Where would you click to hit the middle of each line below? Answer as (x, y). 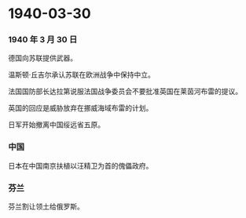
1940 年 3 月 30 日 (43, 40)
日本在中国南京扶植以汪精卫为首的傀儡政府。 (81, 165)
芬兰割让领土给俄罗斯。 (46, 207)
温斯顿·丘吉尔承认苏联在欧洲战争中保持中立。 (82, 74)
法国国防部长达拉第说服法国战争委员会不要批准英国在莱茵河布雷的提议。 (125, 92)
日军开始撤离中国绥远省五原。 (56, 125)
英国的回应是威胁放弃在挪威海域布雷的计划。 (81, 108)
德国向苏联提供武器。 (42, 58)
